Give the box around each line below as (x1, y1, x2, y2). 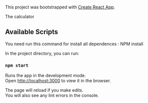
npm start (5, 62, 29, 68)
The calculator (5, 14, 34, 19)
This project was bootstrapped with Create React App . (5, 4, 116, 10)
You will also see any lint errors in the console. (5, 93, 99, 99)
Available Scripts (5, 28, 58, 36)
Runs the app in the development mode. (5, 73, 86, 78)
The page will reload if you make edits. (5, 87, 84, 93)
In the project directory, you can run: (5, 50, 79, 56)
